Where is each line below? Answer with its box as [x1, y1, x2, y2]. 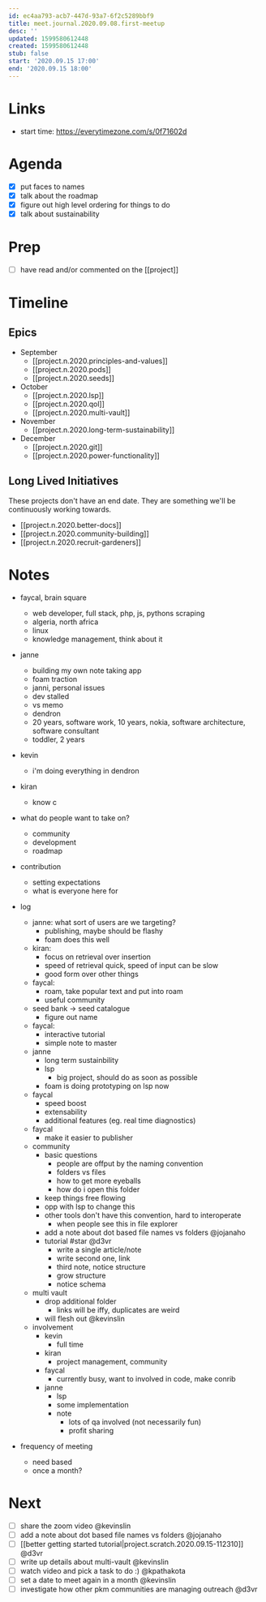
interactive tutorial [44, 1029, 105, 1039]
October [19, 382, 49, 392]
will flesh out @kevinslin [44, 1313, 126, 1323]
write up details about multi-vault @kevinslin [19, 1557, 169, 1566]
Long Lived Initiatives [8, 474, 119, 488]
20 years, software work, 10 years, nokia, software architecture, [32, 717, 246, 726]
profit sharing [68, 1425, 114, 1435]
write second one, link [56, 1253, 131, 1263]
